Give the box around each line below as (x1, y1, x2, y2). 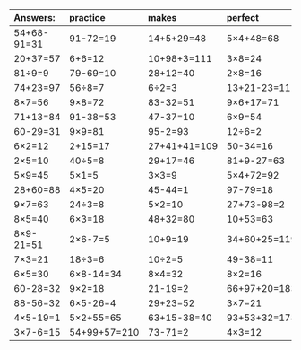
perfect (227, 12, 260, 23)
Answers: (13, 12, 56, 23)
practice (69, 12, 106, 23)
